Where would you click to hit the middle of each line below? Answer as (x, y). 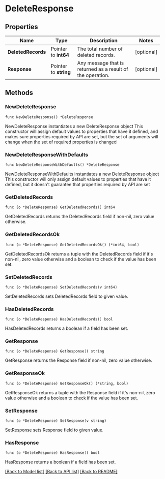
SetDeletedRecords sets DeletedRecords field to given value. (67, 296)
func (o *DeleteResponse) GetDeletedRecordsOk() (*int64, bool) (72, 245)
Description (104, 41)
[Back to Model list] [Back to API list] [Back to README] (61, 472)
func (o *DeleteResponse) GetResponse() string (55, 351)
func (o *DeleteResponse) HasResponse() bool (52, 453)
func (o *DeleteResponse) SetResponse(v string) (56, 421)
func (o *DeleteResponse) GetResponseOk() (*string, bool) (67, 383)
